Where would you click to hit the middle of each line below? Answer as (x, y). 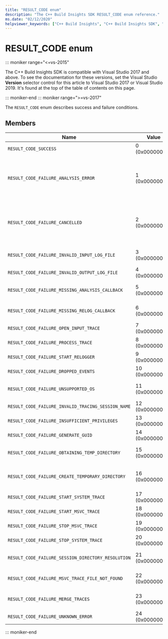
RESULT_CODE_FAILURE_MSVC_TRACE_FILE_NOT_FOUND (65, 578)
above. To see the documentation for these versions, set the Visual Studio (81, 78)
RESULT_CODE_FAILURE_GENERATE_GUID (50, 435)
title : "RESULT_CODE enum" (33, 10)
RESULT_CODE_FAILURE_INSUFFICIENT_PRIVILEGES (63, 421)
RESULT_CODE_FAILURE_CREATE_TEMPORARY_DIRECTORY (67, 477)
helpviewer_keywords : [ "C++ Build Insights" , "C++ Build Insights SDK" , (82, 24)
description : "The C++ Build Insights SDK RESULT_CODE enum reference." (82, 15)
